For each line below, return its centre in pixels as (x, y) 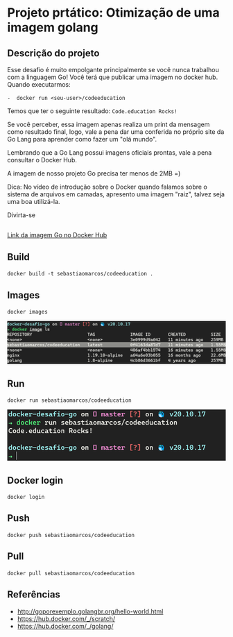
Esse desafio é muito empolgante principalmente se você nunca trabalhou (113, 70)
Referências (34, 595)
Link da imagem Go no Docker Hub (57, 235)
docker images (28, 312)
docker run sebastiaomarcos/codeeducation (69, 400)
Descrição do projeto (53, 53)
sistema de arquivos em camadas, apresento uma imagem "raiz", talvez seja (116, 194)
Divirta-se (21, 215)
